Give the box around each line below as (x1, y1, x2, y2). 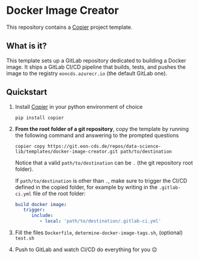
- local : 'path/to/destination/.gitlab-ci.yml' (39, 218, 162, 224)
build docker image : (14, 201, 67, 207)
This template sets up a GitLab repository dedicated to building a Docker (6, 56, 187, 64)
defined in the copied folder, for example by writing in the (14, 183, 158, 190)
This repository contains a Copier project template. (6, 23, 133, 31)
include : (31, 213, 54, 219)
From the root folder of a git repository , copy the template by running (14, 125, 189, 132)
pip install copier (14, 115, 65, 121)
